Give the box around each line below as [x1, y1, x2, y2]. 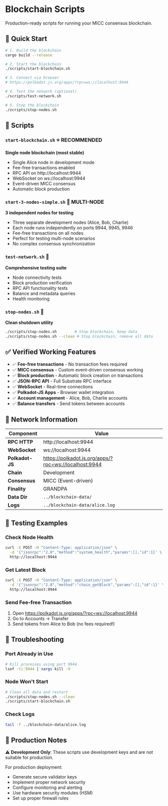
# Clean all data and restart [5, 689, 68, 694]
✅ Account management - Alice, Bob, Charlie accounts [12, 394, 127, 401]
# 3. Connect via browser [5, 75, 59, 81]
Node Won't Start [5, 678, 48, 685]
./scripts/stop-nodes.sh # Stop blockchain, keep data [5, 329, 137, 334]
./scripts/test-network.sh [5, 94, 61, 99]
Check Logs [5, 711, 35, 718]
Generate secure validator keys [12, 774, 77, 780]
